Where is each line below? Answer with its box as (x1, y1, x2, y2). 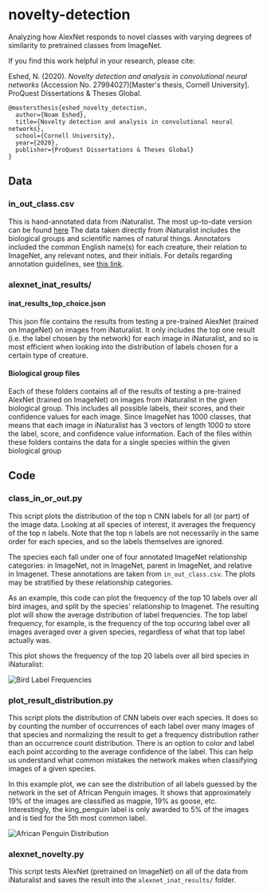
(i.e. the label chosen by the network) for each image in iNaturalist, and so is (8, 333, 259, 343)
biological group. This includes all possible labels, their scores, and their (8, 403, 245, 413)
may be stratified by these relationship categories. (8, 577, 173, 587)
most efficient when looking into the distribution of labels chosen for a (8, 342, 238, 351)
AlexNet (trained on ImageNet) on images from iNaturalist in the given (8, 394, 238, 404)
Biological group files (8, 369, 80, 379)
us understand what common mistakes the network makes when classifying (8, 755, 257, 764)
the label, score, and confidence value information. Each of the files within (8, 429, 253, 438)
